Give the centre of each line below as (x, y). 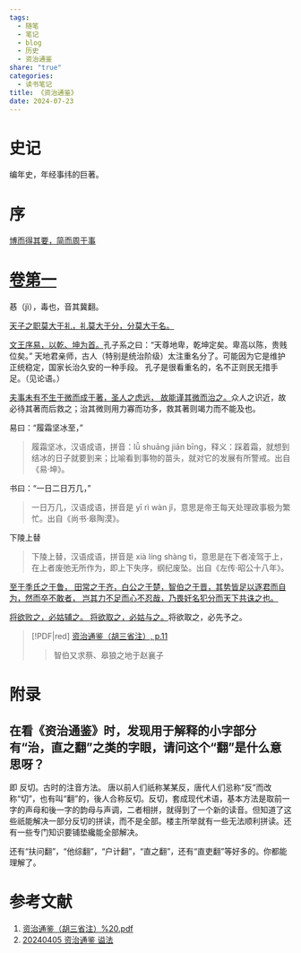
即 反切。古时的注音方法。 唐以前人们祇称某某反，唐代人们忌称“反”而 (137, 788)
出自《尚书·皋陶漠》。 (86, 519)
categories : (31, 76)
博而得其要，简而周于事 (52, 241)
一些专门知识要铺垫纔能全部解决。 (80, 832)
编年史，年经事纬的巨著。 (56, 175)
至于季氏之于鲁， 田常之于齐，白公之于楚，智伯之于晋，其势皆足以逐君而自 (148, 587)
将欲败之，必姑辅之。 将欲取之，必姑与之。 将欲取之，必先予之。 (128, 617)
